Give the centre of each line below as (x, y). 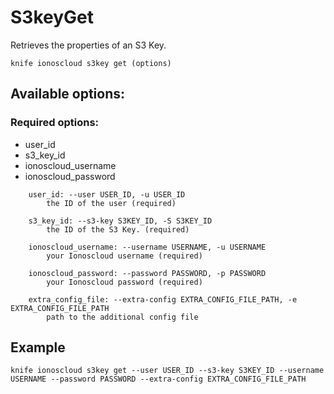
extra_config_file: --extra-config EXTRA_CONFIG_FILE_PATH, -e (163, 299)
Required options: (55, 123)
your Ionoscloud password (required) (124, 282)
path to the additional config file (122, 317)
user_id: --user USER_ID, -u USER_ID (107, 194)
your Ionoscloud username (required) (124, 256)
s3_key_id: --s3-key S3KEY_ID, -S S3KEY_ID (120, 221)
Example (38, 347)
